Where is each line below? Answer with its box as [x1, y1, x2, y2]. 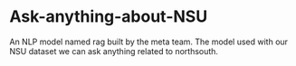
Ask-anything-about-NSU [9, 6, 208, 27]
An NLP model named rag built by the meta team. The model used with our [9, 36, 288, 47]
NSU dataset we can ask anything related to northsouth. [9, 45, 219, 56]
